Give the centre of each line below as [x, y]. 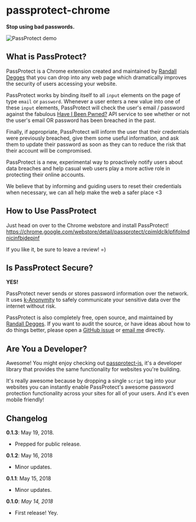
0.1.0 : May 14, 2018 [30, 501]
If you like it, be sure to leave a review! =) [56, 249]
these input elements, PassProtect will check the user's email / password [95, 108]
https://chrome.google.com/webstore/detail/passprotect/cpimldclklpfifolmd [98, 231]
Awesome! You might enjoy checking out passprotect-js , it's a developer [94, 363]
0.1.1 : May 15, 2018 [29, 478]
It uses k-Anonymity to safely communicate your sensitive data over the [93, 300]
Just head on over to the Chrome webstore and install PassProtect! [88, 225]
